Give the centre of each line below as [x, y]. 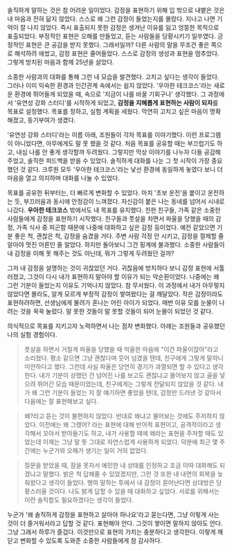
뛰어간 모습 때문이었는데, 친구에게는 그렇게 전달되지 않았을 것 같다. [127, 384]
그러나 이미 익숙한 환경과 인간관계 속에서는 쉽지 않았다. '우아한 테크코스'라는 [110, 85]
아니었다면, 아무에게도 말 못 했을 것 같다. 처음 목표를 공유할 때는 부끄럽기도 [115, 143]
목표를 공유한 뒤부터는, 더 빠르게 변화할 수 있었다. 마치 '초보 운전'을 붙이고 [107, 193]
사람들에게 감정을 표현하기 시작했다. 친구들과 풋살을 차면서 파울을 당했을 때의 [111, 219]
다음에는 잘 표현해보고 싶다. [61, 401]
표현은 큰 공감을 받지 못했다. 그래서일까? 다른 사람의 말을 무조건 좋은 [117, 45]
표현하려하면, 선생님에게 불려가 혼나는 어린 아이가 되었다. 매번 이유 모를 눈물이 [113, 302]
